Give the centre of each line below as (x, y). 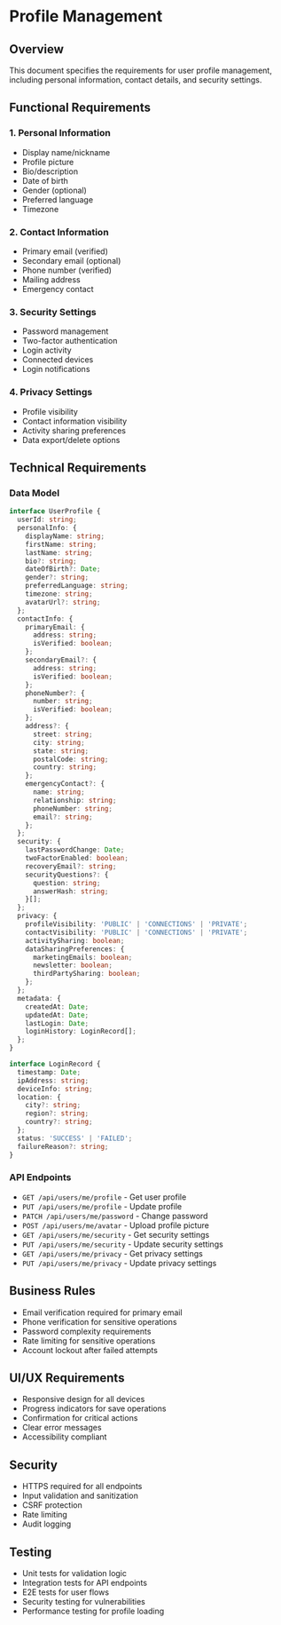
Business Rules (52, 1291)
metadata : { (39, 998)
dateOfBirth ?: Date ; (63, 569)
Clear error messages (62, 1428)
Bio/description (50, 171)
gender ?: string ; (57, 578)
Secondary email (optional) (71, 260)
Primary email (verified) (65, 251)
